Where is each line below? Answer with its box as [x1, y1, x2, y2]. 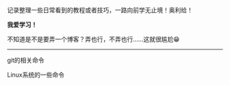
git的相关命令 [7, 56, 44, 64]
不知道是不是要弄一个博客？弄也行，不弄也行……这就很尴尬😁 [7, 35, 180, 43]
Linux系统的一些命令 [7, 71, 65, 79]
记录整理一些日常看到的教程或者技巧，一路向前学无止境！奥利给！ [7, 6, 193, 14]
